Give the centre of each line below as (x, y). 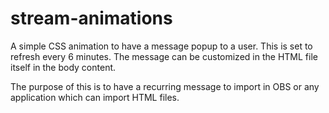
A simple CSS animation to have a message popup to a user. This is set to (161, 46)
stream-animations (91, 18)
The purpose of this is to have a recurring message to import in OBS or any (165, 86)
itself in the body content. (63, 67)
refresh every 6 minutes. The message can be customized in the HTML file (164, 56)
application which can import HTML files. (95, 97)
